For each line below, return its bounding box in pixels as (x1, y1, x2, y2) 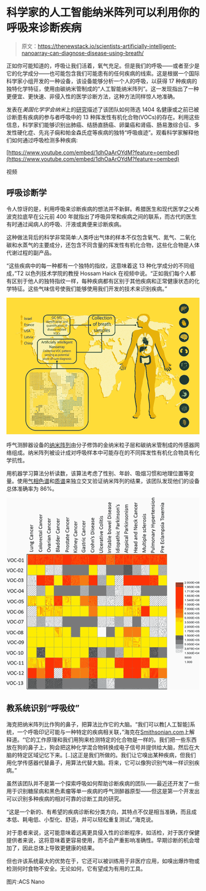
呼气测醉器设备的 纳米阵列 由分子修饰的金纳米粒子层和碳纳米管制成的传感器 (6, 442, 194, 449)
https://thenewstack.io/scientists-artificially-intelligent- (37, 42, 177, 50)
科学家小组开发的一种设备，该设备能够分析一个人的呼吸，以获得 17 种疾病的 (6, 77, 197, 85)
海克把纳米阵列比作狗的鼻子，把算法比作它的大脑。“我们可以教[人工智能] (6, 720, 190, 728)
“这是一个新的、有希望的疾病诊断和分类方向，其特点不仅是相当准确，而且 (6, 808, 192, 815)
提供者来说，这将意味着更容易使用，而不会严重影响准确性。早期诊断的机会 (6, 836, 194, 844)
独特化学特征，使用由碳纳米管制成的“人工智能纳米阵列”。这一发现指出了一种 (6, 85, 199, 92)
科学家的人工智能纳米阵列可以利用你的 (6, 6, 200, 20)
